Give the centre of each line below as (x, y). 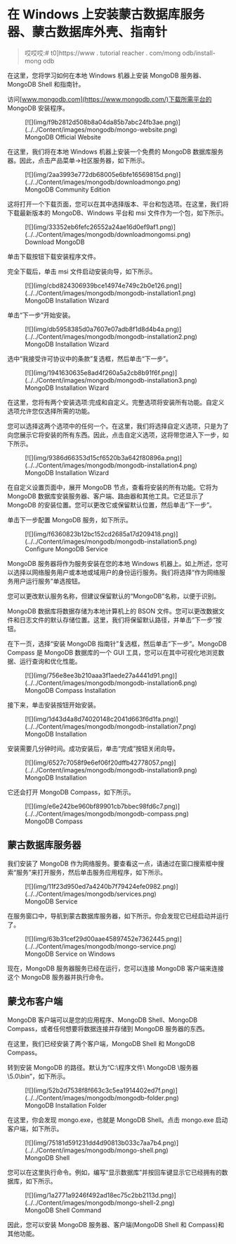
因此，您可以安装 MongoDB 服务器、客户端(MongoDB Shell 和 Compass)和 (116, 1224)
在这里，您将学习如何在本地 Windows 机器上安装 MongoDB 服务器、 (106, 75)
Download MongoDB (55, 242)
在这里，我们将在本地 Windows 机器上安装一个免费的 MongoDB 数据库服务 (116, 152)
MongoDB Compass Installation (70, 690)
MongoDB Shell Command (63, 1210)
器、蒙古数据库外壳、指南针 (87, 32)
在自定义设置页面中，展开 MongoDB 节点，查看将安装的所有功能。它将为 (113, 487)
